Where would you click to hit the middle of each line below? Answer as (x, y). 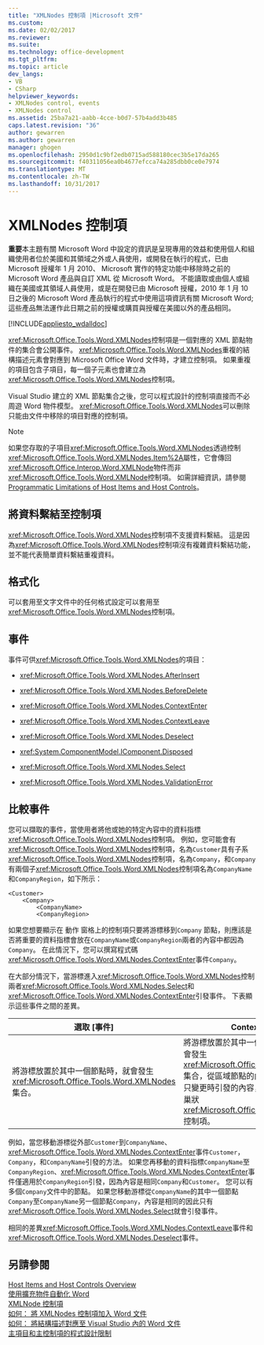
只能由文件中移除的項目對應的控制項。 (70, 415)
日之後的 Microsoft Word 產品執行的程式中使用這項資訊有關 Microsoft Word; (131, 298)
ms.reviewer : (29, 37)
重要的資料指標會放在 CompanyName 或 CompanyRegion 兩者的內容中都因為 (133, 939)
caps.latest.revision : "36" (54, 125)
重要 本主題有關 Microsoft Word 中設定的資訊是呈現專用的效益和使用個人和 (128, 248)
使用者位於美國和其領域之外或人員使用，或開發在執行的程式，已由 (121, 258)
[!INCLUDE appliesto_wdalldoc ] (58, 323)
